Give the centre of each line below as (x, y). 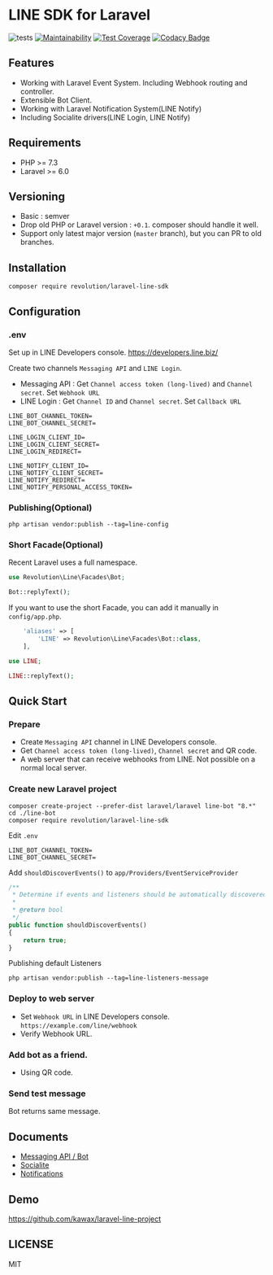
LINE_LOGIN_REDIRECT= (45, 452)
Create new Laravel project (63, 789)
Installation (37, 267)
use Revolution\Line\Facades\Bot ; (67, 578)
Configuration (45, 311)
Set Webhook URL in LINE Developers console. (95, 1016)
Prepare (24, 724)
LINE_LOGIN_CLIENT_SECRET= (54, 444)
